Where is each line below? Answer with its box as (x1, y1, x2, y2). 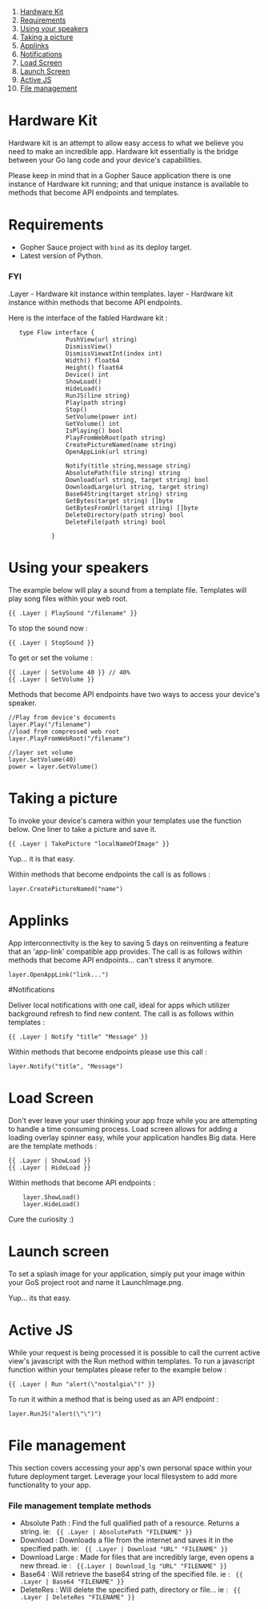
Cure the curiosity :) (8, 1214, 74, 1224)
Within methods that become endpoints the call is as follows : (8, 869, 210, 879)
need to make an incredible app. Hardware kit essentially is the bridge (8, 146, 238, 156)
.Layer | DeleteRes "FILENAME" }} (19, 1594, 135, 1602)
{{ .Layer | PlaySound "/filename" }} (8, 610, 138, 618)
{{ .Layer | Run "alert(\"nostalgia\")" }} (8, 1380, 156, 1388)
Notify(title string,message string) (65, 462, 192, 470)
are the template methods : (8, 1141, 98, 1150)
